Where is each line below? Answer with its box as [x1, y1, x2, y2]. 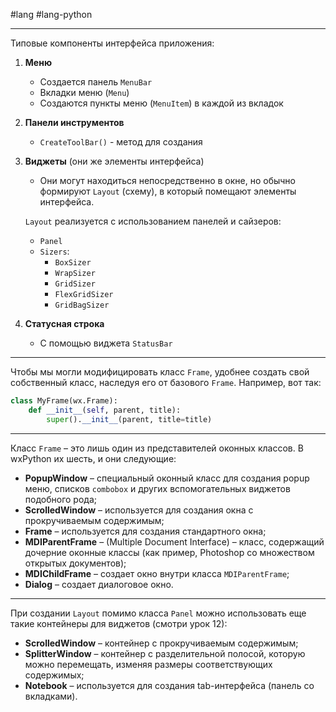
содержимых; [24, 669, 85, 681]
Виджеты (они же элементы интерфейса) [24, 155, 205, 167]
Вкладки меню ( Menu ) [39, 87, 130, 98]
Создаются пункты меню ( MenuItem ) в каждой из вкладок [39, 97, 284, 109]
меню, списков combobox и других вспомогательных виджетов [24, 482, 291, 494]
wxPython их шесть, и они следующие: [10, 452, 177, 464]
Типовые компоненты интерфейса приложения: [10, 37, 215, 49]
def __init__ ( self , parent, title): [28, 405, 182, 415]
